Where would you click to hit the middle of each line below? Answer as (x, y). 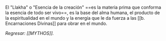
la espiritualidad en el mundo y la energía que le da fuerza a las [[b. (75, 18)
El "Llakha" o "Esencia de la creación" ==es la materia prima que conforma (83, 7)
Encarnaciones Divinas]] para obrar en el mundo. (56, 23)
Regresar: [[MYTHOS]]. (30, 33)
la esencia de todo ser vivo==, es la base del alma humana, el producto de (83, 13)
